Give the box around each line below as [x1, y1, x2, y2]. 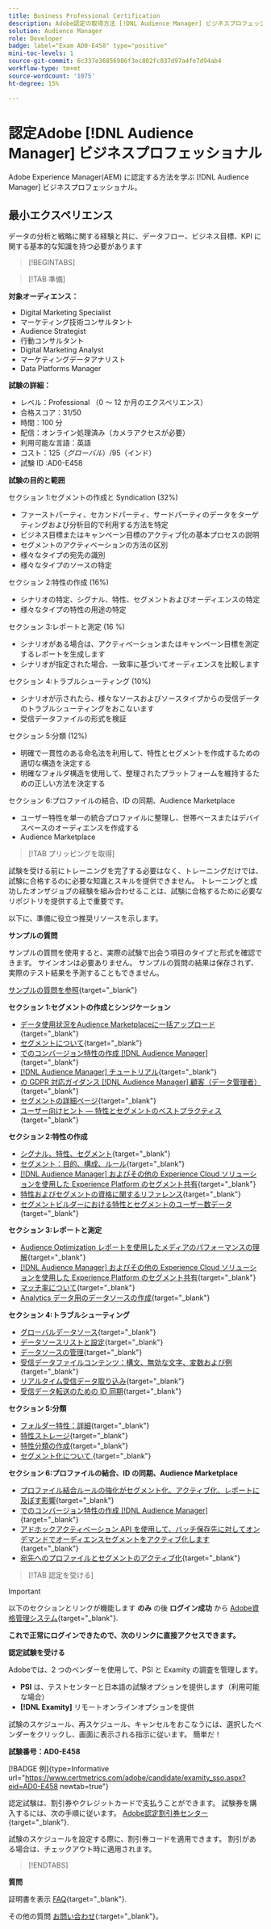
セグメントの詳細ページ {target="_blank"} [19, 1096, 157, 1106]
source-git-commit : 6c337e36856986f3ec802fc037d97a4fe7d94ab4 [8, 57, 222, 65]
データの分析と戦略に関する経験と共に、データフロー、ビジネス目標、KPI [8, 231, 252, 241]
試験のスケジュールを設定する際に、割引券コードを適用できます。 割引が [8, 1834, 250, 1844]
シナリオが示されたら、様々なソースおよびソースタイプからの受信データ [19, 694, 261, 703]
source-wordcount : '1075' [8, 72, 95, 80]
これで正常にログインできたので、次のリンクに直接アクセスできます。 [8, 1631, 240, 1640]
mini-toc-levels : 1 [8, 49, 74, 57]
